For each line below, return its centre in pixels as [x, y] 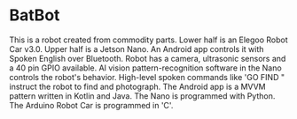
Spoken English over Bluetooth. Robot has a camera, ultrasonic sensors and [148, 58]
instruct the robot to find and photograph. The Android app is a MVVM [137, 86]
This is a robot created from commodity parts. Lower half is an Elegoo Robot [148, 40]
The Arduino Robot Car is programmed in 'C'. [91, 105]
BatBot [35, 15]
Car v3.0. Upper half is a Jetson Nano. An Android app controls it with [137, 48]
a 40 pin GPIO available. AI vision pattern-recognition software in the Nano [145, 68]
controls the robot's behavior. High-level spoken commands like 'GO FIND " [147, 77]
